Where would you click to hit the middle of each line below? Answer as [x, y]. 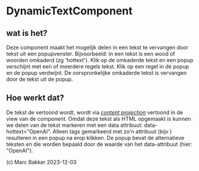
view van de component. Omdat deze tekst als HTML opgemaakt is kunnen [99, 118]
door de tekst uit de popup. [40, 79]
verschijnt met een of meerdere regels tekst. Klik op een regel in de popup [98, 66]
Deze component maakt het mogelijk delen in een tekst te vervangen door [97, 47]
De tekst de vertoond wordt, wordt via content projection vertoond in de [95, 112]
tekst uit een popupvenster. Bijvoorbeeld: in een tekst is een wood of [91, 54]
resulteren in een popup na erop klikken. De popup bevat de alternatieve [95, 138]
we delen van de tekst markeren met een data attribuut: [75, 125]
